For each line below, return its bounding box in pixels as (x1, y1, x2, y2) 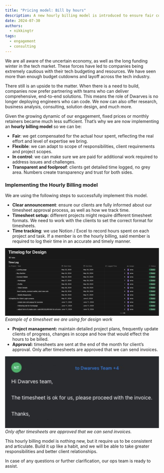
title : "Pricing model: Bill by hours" (5, 8, 86, 13)
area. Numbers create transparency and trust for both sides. (12, 169, 133, 175)
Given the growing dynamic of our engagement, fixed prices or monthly (5, 113, 149, 119)
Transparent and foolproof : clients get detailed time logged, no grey (12, 164, 150, 170)
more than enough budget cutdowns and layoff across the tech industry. (5, 73, 151, 79)
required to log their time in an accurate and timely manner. (12, 238, 132, 244)
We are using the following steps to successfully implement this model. (5, 193, 148, 199)
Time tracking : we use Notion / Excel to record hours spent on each (12, 228, 150, 234)
